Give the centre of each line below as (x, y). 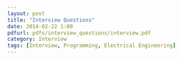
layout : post (26, 13)
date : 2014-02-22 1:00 (40, 26)
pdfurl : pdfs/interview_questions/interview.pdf (79, 33)
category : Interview (37, 39)
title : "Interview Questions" (51, 20)
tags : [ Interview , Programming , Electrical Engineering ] (92, 46)
